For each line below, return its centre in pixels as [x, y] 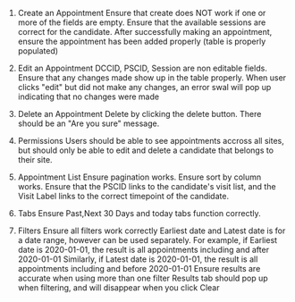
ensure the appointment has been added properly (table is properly [142, 41]
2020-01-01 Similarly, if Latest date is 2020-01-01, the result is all [138, 259]
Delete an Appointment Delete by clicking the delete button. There [139, 114]
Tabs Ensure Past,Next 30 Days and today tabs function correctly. [139, 213]
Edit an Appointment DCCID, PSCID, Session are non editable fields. [143, 68]
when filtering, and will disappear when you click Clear [118, 288]
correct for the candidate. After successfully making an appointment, [145, 32]
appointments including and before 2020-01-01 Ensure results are [139, 268]
